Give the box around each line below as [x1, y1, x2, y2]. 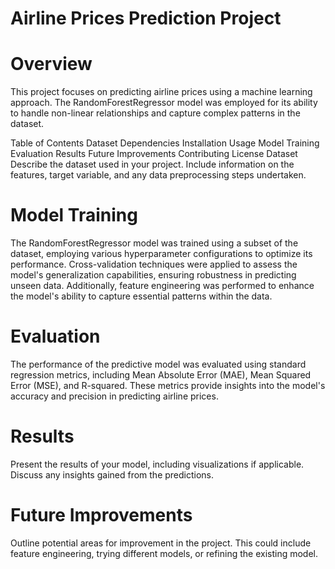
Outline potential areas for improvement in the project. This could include [10, 537, 312, 549]
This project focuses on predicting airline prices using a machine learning [10, 86, 313, 98]
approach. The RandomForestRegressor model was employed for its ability [10, 97, 318, 109]
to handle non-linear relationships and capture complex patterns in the [10, 107, 301, 119]
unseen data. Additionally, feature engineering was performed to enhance [10, 280, 315, 292]
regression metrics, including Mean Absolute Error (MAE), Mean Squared [10, 369, 312, 381]
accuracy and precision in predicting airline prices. [10, 390, 219, 402]
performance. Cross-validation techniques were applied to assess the [10, 258, 298, 271]
